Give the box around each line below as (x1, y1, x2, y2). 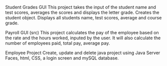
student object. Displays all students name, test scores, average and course (5, 15, 162, 20)
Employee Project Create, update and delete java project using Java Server (5, 50, 160, 56)
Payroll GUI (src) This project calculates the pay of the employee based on (5, 30, 159, 35)
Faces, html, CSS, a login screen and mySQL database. (5, 55, 119, 61)
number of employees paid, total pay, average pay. (5, 40, 110, 46)
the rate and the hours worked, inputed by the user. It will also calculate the (5, 35, 161, 41)
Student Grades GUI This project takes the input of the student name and (5, 4, 156, 10)
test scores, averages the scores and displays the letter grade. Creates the (5, 9, 159, 15)
